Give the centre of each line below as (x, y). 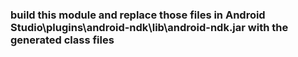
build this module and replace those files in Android (138, 15)
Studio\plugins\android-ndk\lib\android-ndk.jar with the (149, 27)
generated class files (62, 40)
